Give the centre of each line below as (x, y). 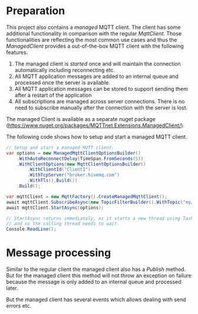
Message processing (59, 253)
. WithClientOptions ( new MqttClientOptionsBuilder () (81, 164)
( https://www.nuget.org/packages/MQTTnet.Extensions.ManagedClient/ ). (95, 125)
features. (17, 52)
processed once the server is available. (62, 82)
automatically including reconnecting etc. (65, 70)
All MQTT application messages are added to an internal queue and (96, 76)
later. (12, 288)
